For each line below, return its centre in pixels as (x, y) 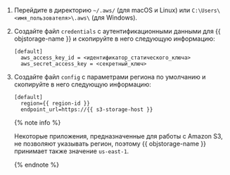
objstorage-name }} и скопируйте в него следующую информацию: (115, 39)
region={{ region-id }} (55, 103)
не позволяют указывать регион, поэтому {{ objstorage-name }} (110, 144)
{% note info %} (37, 123)
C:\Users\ (206, 11)
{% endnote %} (37, 165)
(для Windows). (114, 18)
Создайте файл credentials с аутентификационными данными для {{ (117, 31)
